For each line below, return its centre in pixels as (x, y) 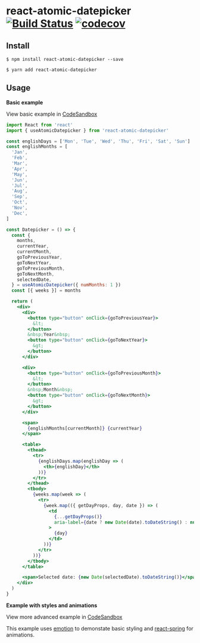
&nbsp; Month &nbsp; (50, 390)
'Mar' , (20, 163)
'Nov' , (20, 208)
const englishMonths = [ (37, 147)
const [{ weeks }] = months (46, 290)
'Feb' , (20, 158)
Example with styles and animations (52, 605)
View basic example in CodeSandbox (52, 114)
